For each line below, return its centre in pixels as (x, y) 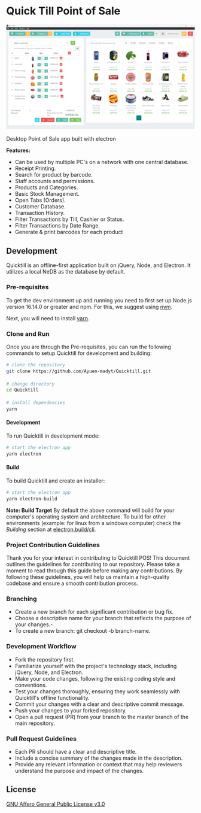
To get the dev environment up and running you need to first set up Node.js (99, 300)
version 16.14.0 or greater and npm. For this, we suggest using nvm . (89, 307)
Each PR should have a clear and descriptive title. (76, 751)
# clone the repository (36, 365)
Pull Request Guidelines (41, 739)
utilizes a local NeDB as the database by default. (66, 272)
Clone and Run (28, 333)
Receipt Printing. (35, 168)
